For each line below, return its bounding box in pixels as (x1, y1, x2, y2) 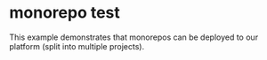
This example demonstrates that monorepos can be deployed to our (9, 32, 259, 42)
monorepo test (9, 3, 120, 23)
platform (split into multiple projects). (9, 41, 145, 51)
